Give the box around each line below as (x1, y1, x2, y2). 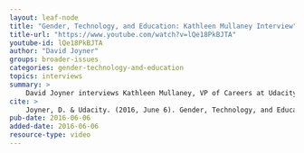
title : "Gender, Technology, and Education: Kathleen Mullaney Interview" (9, 22, 298, 31)
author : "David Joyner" (9, 47, 100, 56)
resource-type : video (9, 130, 91, 139)
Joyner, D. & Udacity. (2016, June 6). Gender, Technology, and (25, 105, 273, 114)
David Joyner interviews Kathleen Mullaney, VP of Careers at (25, 88, 265, 97)
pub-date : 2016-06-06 (9, 113, 91, 122)
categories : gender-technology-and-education (9, 64, 184, 73)
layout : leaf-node (9, 13, 79, 22)
